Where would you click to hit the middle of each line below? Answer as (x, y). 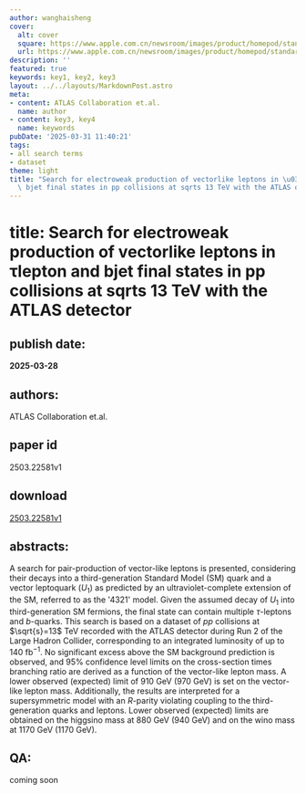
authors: (34, 395)
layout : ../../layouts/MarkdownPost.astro (91, 86)
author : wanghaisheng (51, 18)
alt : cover (38, 35)
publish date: (48, 344)
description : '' (40, 60)
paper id (33, 445)
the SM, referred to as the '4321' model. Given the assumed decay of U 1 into (153, 601)
